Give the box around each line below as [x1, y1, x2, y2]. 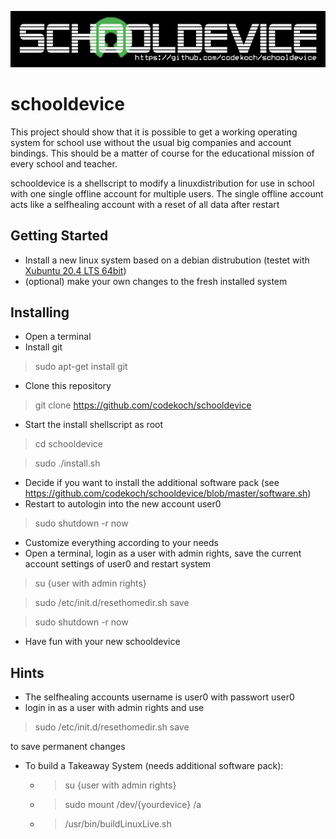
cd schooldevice [34, 438, 104, 450]
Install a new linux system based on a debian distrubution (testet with [24, 254, 310, 266]
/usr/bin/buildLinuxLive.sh [64, 818, 172, 830]
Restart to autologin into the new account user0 [24, 498, 222, 510]
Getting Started [10, 227, 109, 245]
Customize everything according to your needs [24, 537, 219, 549]
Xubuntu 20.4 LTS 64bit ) [24, 264, 127, 276]
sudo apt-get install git [34, 361, 128, 373]
